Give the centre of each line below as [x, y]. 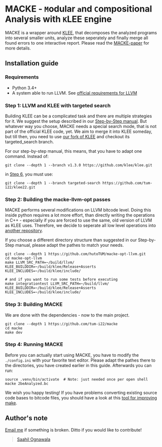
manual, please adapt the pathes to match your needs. [70, 245]
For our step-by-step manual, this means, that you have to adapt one [74, 151]
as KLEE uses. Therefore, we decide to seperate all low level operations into [81, 225]
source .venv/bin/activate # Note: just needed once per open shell [77, 379]
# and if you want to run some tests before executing [61, 280]
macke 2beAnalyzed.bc [27, 383]
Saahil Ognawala [34, 439]
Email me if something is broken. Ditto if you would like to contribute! [73, 430]
